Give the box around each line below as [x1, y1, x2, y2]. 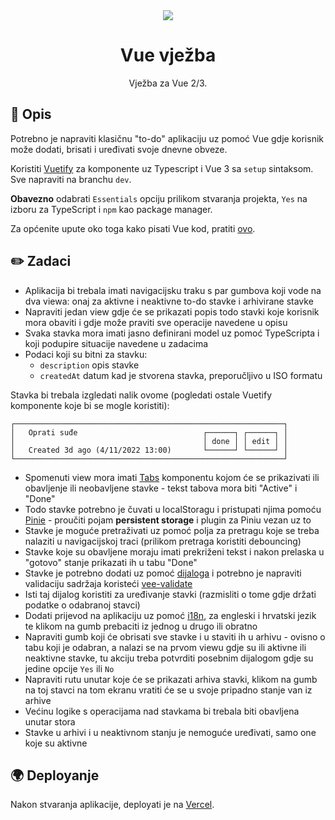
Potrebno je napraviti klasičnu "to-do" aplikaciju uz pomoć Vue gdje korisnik [10, 132, 324, 144]
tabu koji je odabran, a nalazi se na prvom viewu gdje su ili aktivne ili [24, 641, 307, 653]
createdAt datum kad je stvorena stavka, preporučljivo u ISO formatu [39, 369, 323, 381]
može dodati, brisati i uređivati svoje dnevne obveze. [10, 143, 228, 155]
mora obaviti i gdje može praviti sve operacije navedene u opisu [24, 316, 288, 328]
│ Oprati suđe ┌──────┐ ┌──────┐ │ [10, 427, 288, 438]
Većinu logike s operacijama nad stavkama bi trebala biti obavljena [24, 705, 300, 717]
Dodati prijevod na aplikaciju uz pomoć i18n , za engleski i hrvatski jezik [24, 609, 317, 621]
